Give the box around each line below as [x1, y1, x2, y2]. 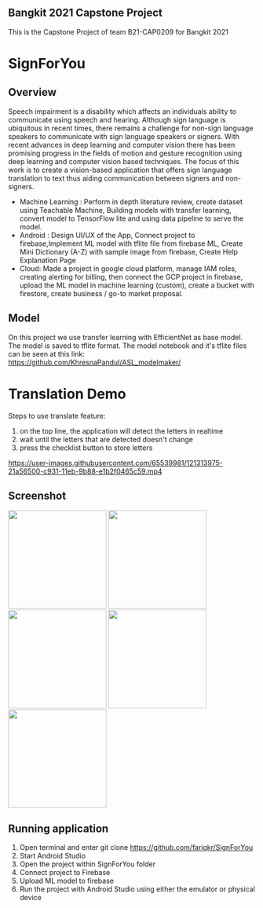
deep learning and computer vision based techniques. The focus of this [8, 156, 239, 166]
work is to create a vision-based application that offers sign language [8, 165, 233, 174]
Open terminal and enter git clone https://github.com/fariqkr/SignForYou [19, 843, 254, 852]
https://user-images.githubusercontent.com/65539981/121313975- [8, 458, 224, 467]
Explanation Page [19, 255, 76, 265]
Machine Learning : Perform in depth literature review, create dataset [19, 196, 243, 207]
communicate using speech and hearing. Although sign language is [8, 115, 226, 124]
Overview [8, 86, 57, 99]
